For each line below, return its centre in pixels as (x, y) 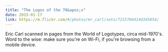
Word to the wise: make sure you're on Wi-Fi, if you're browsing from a (80, 39)
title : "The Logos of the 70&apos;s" (46, 10)
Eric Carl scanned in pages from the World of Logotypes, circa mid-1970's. (84, 34)
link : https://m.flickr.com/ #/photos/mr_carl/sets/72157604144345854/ (82, 19)
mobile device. (21, 45)
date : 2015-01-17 (24, 15)
